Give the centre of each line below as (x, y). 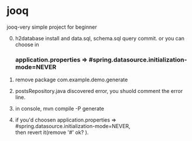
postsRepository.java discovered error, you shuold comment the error (99, 91)
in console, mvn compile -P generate (59, 109)
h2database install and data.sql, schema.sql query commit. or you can (100, 38)
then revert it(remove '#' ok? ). (52, 132)
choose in (27, 44)
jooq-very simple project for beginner (52, 27)
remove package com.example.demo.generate (71, 80)
